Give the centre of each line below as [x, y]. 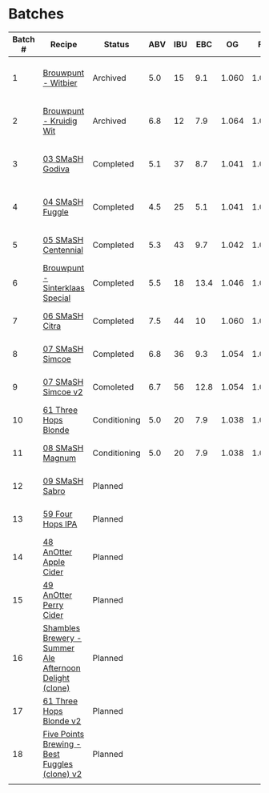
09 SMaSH [63, 481]
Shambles [62, 627]
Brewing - [62, 743]
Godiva [56, 169]
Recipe [64, 44]
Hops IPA [60, 523]
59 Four [58, 514]
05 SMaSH [63, 239]
